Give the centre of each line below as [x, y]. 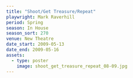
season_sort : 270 [27, 33]
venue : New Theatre [30, 39]
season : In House [27, 28]
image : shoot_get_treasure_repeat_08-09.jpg [72, 66]
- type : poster [30, 60]
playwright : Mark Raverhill [41, 17]
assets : [16, 55]
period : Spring [25, 22]
